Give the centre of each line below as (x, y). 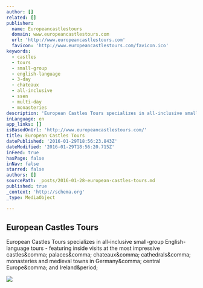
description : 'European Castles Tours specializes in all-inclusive (94, 113)
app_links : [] (24, 125)
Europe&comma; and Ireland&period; (52, 267)
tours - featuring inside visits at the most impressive (95, 248)
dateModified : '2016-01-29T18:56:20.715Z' (60, 147)
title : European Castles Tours (46, 136)
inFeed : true (23, 152)
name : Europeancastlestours (47, 29)
